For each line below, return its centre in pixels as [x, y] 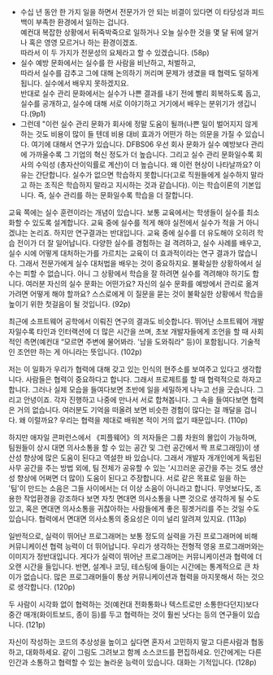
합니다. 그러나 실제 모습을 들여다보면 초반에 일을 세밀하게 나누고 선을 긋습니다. [132, 390]
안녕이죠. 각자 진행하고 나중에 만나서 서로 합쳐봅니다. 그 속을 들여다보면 [136, 400]
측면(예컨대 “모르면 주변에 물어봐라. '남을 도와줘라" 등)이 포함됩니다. [131, 342]
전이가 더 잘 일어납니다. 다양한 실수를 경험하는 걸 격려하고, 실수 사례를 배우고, [139, 243]
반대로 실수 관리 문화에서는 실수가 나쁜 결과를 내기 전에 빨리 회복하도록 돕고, [141, 93]
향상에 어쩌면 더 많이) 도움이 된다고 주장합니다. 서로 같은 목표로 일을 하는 [132, 478]
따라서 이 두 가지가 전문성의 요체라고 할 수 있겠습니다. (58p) [115, 53]
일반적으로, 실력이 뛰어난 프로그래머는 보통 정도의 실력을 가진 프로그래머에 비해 [133, 536]
